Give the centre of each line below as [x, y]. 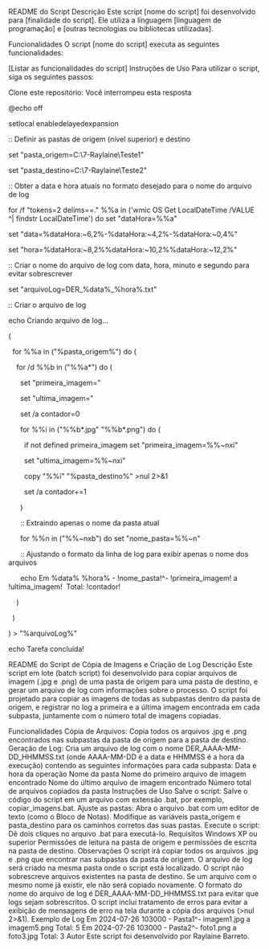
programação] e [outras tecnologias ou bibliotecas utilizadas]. [111, 29]
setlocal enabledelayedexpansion [63, 123]
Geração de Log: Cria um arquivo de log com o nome [96, 748]
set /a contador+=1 [55, 492]
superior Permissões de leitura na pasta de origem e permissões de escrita [132, 842]
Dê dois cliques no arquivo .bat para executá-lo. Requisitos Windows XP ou [133, 834]
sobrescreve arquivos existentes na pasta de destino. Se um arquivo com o [132, 876]
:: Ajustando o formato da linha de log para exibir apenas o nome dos [134, 554]
